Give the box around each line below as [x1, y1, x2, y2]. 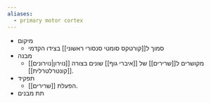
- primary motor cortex [13, 17, 83, 24]
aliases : [7, 10, 33, 18]
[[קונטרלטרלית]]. [27, 66, 74, 75]
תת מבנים [17, 89, 44, 97]
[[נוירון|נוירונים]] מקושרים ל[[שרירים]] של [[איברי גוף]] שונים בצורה [27, 59, 205, 67]
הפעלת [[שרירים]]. [27, 81, 79, 90]
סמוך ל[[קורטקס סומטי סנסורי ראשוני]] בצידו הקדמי [27, 44, 165, 52]
